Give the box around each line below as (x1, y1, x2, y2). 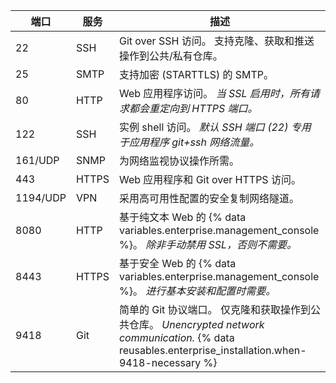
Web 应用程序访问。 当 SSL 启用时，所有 (118, 87, 310, 100)
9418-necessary (118, 356, 202, 369)
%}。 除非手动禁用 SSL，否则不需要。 (118, 238, 298, 251)
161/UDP (15, 154, 60, 167)
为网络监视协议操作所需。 (118, 154, 240, 168)
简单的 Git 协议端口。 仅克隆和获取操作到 (118, 303, 311, 316)
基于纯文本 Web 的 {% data (118, 210, 247, 224)
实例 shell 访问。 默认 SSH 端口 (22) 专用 (118, 120, 312, 134)
